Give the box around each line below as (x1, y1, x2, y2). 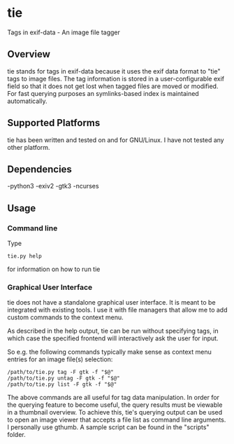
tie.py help (7, 253, 42, 260)
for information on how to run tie (7, 265, 101, 274)
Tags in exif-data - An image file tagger (7, 28, 120, 36)
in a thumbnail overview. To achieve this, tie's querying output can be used (7, 408, 223, 417)
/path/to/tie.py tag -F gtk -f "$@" (7, 369, 114, 376)
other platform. (7, 143, 50, 151)
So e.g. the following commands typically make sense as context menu (7, 348, 212, 356)
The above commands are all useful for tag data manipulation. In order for (7, 394, 220, 402)
